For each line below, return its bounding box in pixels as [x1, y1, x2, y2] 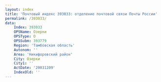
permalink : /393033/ [5, 16, 47, 21]
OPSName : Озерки [14, 29, 47, 34]
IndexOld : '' [14, 70, 40, 75]
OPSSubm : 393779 [14, 39, 47, 43]
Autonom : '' [14, 47, 38, 52]
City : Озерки [14, 56, 40, 61]
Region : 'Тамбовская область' [14, 43, 75, 48]
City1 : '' [14, 61, 34, 66]
